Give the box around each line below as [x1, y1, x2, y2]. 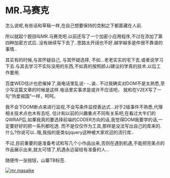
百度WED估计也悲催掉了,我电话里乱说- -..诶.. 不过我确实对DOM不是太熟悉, [5, 80, 161, 86]
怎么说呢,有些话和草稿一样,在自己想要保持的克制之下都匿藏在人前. [5, 22, 143, 28]
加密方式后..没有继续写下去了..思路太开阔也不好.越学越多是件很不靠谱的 [14, 39, 163, 46]
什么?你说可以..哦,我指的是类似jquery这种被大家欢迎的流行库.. [5, 129, 134, 135]
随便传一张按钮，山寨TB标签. [5, 157, 66, 163]
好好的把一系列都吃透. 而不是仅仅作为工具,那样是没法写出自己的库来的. [14, 123, 162, 129]
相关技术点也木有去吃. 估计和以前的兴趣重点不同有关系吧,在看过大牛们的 [5, 110, 156, 116]
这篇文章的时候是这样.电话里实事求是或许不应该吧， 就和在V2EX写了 [14, 86, 157, 93]
